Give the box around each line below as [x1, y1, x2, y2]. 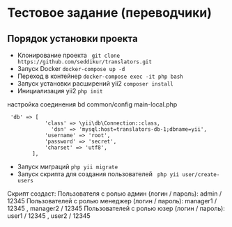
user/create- [182, 171, 220, 178]
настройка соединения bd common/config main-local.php [7, 100, 178, 109]
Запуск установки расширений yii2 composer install [17, 79, 174, 88]
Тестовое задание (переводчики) [7, 5, 212, 21]
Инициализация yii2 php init [17, 87, 103, 95]
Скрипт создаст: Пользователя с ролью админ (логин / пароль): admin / [7, 189, 222, 198]
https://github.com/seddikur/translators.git [17, 58, 152, 65]
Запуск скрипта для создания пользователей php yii [17, 170, 180, 178]
